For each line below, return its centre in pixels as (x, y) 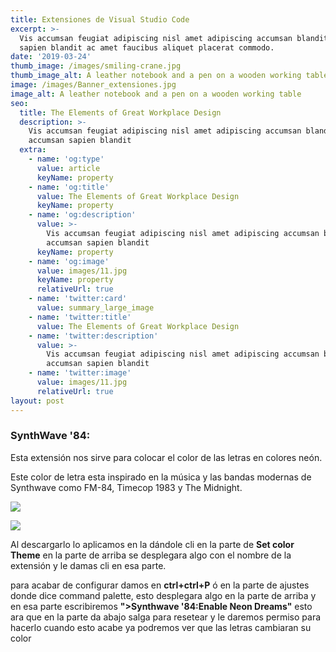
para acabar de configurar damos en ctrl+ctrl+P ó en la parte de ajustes (160, 585)
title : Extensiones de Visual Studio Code (100, 19)
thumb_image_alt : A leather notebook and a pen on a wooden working (156, 76)
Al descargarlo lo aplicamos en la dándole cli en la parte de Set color (152, 544)
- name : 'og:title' (69, 187)
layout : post (37, 401)
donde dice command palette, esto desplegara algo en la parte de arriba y (163, 595)
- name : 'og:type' (66, 159)
